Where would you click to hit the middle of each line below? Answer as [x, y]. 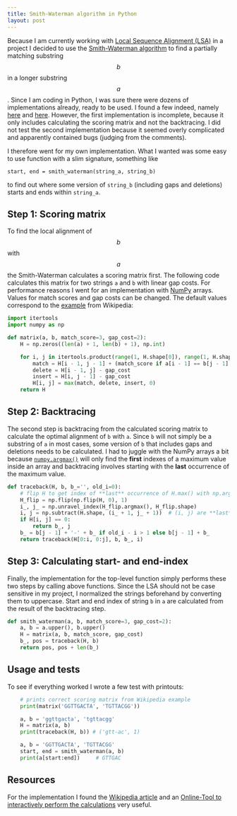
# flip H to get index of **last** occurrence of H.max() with [115, 493]
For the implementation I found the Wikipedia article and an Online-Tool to [115, 797]
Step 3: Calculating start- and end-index [98, 561]
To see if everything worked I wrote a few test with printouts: [96, 687]
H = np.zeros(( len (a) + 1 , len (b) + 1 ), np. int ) [93, 344]
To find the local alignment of [50, 231]
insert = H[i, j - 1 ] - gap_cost [82, 377]
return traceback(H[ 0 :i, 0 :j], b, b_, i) [81, 539]
